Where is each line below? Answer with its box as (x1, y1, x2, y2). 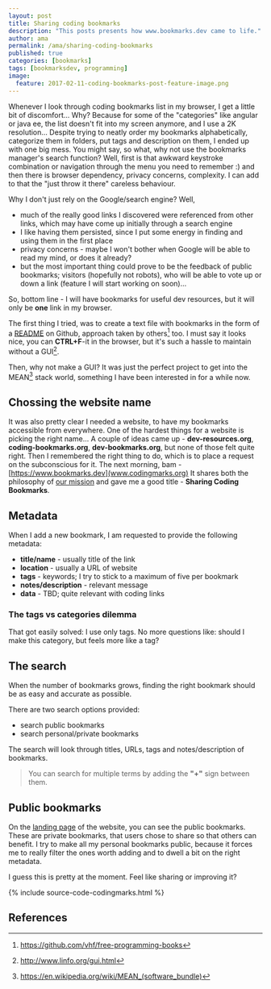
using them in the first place (19, 236, 114, 245)
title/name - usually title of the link (19, 554, 135, 565)
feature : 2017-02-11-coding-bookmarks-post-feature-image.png (15, 79, 229, 87)
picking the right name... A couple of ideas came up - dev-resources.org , (8, 434, 254, 444)
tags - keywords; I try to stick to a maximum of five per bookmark (19, 572, 239, 582)
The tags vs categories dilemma (8, 609, 137, 620)
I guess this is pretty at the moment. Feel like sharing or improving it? (8, 872, 237, 882)
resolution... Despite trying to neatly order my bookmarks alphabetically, (8, 127, 248, 137)
